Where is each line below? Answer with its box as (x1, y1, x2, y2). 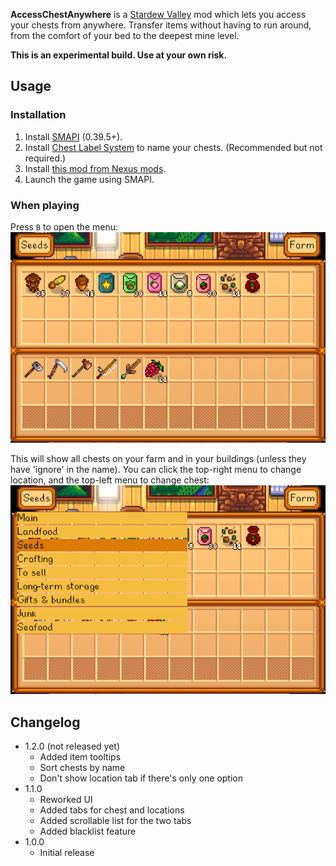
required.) (24, 152, 67, 164)
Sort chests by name (39, 762, 126, 774)
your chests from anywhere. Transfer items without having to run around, (10, 19, 312, 31)
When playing (10, 198, 80, 212)
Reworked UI (39, 794, 93, 806)
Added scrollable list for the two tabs (39, 815, 192, 827)
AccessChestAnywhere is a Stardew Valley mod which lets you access (10, 9, 307, 20)
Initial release (39, 847, 95, 859)
